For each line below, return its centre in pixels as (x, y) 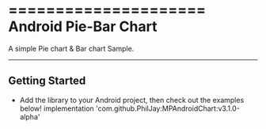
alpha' (30, 116)
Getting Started (47, 81)
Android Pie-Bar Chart (83, 27)
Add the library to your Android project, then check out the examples (132, 100)
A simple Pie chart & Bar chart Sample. (71, 48)
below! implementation (57, 108)
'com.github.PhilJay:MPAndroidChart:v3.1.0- (168, 108)
